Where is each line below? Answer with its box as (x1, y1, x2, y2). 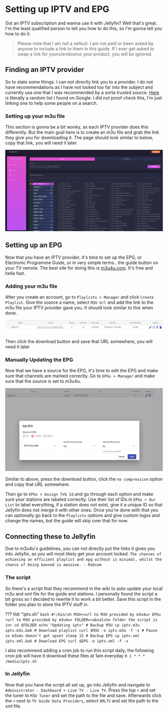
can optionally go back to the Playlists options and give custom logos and (5, 512, 160, 518)
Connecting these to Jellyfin (5, 532, 96, 541)
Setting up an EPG (5, 241, 62, 250)
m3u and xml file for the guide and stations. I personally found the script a (5, 590, 157, 596)
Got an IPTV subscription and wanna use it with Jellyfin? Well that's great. (5, 20, 157, 26)
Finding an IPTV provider (5, 66, 84, 74)
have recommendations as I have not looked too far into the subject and (5, 84, 153, 90)
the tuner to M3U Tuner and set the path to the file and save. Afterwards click (5, 692, 161, 698)
